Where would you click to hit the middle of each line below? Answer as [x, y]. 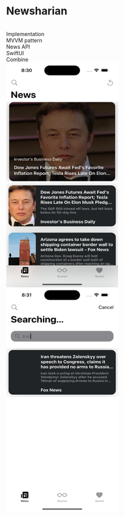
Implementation [25, 34]
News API [18, 47]
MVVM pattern [24, 40]
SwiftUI [15, 53]
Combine [17, 59]
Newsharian [37, 11]
